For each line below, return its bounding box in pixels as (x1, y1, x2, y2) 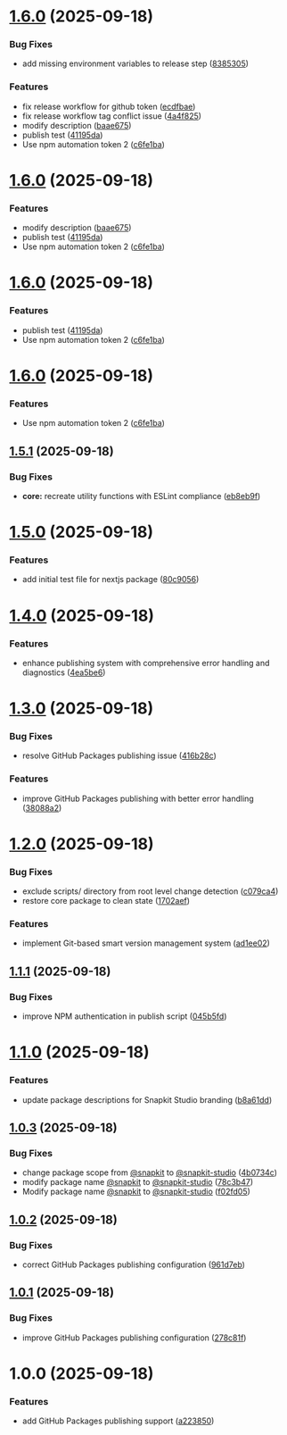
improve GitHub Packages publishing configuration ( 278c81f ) (21, 1332, 247, 1343)
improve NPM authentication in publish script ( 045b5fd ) (21, 1011, 227, 1022)
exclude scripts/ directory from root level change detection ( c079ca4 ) (21, 886, 279, 897)
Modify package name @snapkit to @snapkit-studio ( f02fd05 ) (21, 1186, 251, 1197)
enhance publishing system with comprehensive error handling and (21, 657, 270, 668)
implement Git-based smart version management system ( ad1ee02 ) (21, 938, 270, 948)
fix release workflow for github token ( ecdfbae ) (21, 101, 196, 112)
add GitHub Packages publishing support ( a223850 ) (21, 1415, 215, 1426)
